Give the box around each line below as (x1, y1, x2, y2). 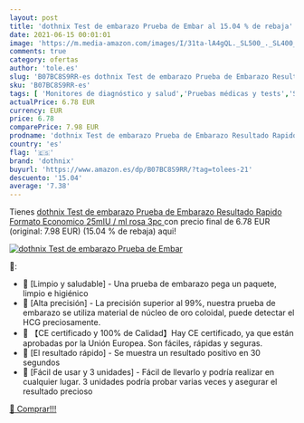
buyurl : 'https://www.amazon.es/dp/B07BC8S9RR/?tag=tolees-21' (9, 165, 253, 174)
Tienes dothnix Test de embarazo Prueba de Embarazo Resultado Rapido (9, 207, 282, 217)
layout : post (9, 13, 59, 23)
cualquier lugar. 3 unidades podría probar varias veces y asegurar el (22, 377, 278, 388)
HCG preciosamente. (22, 317, 101, 328)
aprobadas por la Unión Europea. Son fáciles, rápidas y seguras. (22, 338, 263, 349)
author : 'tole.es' (9, 64, 79, 73)
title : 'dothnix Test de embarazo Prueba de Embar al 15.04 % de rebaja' (9, 22, 294, 31)
